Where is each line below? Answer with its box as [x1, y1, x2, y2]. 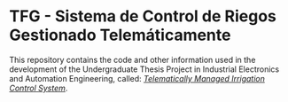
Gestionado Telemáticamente [9, 25, 231, 45]
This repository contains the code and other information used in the [9, 54, 256, 65]
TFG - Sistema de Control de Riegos [9, 6, 277, 27]
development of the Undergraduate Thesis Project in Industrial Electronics [9, 64, 280, 75]
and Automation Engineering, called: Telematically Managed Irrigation [9, 73, 266, 83]
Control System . [9, 82, 68, 93]
